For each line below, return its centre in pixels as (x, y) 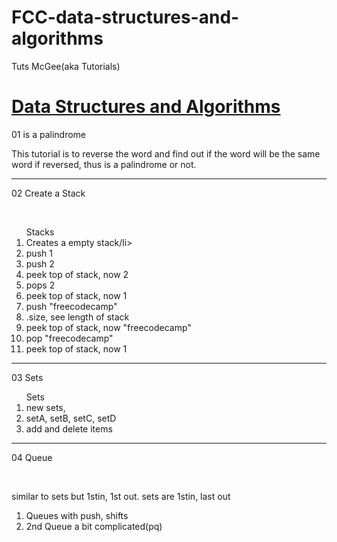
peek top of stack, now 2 (77, 274)
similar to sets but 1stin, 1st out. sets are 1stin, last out (121, 496)
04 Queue (32, 457)
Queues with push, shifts (77, 515)
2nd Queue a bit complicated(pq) (94, 526)
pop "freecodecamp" (69, 338)
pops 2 (40, 285)
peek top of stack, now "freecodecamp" (108, 327)
